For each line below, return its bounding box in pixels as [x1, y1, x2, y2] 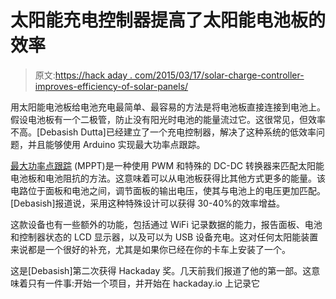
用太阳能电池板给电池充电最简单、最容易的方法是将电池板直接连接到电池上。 [10, 101, 326, 113]
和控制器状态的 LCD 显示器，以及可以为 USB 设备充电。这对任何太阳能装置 [10, 231, 319, 243]
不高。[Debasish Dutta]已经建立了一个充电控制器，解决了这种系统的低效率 [10, 126, 317, 138]
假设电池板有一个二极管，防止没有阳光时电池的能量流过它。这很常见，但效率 [10, 113, 326, 125]
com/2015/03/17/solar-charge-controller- [134, 69, 305, 81]
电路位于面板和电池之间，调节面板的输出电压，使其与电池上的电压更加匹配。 [10, 184, 326, 196]
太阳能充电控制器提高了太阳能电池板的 [10, 9, 327, 32]
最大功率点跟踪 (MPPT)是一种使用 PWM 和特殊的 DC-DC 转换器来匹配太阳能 [10, 159, 325, 171]
